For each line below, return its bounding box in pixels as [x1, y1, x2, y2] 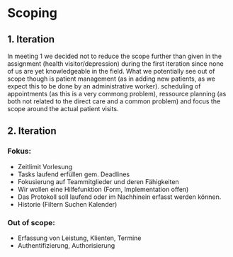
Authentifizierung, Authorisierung [17, 241, 115, 249]
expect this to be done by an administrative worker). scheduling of [7, 82, 201, 90]
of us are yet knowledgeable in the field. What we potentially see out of [7, 67, 215, 75]
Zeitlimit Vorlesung [17, 162, 73, 171]
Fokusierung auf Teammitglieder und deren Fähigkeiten [17, 177, 179, 185]
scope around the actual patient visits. [7, 105, 119, 113]
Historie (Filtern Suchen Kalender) [17, 200, 118, 208]
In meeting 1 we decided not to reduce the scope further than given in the [7, 52, 222, 60]
